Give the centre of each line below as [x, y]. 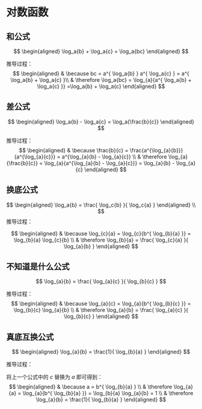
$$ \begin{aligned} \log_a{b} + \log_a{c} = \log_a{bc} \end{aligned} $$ [101, 51]
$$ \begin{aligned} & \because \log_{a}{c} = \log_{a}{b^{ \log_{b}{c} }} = [101, 304]
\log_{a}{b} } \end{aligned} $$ [101, 246]
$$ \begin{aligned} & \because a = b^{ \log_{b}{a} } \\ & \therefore [90, 387]
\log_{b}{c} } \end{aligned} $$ [101, 316]
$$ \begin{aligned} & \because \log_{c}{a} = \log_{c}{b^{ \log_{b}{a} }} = [101, 233]
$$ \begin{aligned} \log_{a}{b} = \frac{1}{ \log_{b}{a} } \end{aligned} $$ [101, 352]
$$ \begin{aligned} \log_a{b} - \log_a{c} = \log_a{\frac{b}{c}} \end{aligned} [101, 122]
